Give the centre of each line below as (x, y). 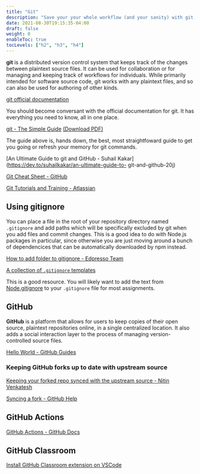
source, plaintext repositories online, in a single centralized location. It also (98, 328)
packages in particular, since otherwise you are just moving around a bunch (99, 240)
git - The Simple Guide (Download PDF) (55, 129)
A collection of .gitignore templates (51, 270)
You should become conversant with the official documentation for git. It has (100, 111)
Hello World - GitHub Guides (41, 352)
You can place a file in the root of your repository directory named (87, 221)
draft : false (22, 28)
